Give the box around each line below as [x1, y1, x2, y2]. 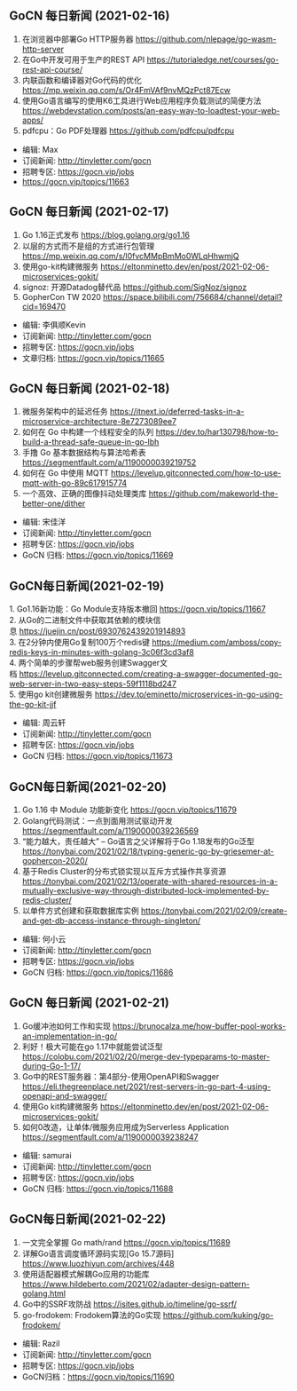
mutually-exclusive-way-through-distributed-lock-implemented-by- [21, 886, 270, 897]
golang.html [21, 1288, 66, 1299]
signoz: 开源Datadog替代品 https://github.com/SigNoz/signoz [21, 281, 247, 292]
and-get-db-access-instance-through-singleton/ [21, 915, 201, 926]
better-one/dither [21, 498, 86, 509]
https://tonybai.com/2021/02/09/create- [140, 905, 288, 916]
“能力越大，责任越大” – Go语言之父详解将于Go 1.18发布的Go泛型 [21, 836, 255, 847]
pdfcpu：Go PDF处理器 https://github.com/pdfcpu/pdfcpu [21, 125, 235, 136]
